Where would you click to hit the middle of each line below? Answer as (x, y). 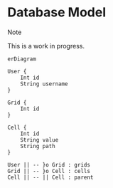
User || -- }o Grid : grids (49, 164)
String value (39, 140)
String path (38, 146)
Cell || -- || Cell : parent (50, 177)
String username (44, 84)
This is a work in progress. (46, 46)
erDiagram (22, 59)
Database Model (57, 12)
